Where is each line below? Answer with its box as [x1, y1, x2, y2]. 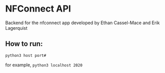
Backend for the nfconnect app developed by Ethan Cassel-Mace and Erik [5, 20, 160, 26]
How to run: [5, 40, 43, 48]
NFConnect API [5, 3, 71, 15]
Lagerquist [5, 25, 28, 31]
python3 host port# [5, 53, 47, 58]
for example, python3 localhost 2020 [5, 61, 82, 68]
